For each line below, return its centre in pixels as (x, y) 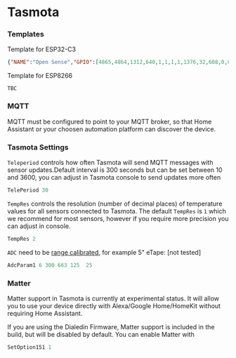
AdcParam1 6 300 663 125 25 (50, 265)
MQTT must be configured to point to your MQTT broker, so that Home (110, 121)
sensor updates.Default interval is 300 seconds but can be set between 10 (115, 170)
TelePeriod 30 (28, 190)
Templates (26, 34)
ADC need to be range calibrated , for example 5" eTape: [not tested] (104, 252)
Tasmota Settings (38, 147)
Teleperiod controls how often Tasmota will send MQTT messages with (110, 162)
